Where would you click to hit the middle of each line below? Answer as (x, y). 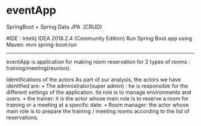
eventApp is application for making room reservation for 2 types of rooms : (98, 62)
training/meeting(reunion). (39, 68)
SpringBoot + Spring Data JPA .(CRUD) (54, 27)
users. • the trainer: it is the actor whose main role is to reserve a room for (98, 98)
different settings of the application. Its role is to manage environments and (99, 92)
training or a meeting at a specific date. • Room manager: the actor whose (98, 105)
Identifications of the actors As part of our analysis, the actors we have (94, 79)
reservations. (22, 117)
